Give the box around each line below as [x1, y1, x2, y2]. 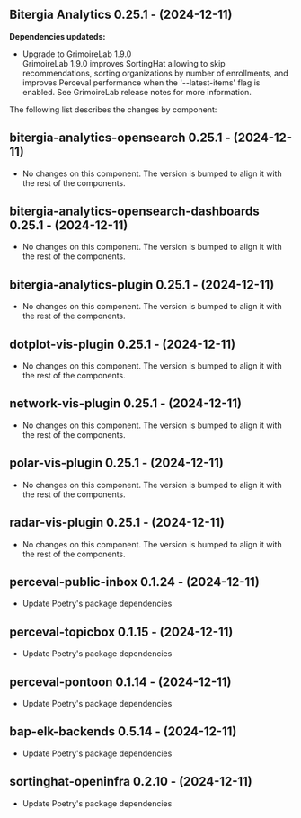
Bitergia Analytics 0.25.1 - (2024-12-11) [9, 7, 233, 22]
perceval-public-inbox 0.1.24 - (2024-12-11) [9, 574, 261, 590]
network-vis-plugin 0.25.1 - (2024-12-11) [9, 396, 243, 412]
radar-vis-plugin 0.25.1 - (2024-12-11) [9, 515, 226, 530]
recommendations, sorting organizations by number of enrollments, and [22, 67, 289, 78]
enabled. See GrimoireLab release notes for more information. [22, 86, 252, 97]
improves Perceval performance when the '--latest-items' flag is [22, 76, 261, 88]
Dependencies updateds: [9, 31, 106, 41]
